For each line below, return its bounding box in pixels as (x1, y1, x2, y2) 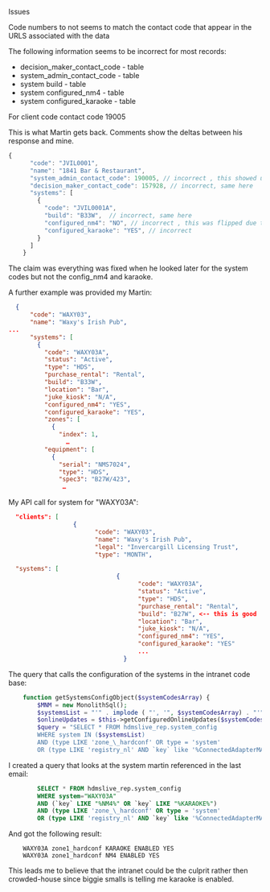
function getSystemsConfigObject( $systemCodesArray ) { (22, 693, 211, 701)
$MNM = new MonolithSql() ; (37, 700, 128, 709)
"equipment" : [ (43, 445, 95, 453)
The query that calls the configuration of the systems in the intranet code (8, 669, 251, 679)
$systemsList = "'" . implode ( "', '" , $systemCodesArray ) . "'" (37, 708, 264, 716)
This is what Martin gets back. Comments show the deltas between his (8, 128, 243, 137)
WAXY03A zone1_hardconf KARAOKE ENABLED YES (22, 845, 174, 853)
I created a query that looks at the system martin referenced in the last (8, 760, 242, 770)
